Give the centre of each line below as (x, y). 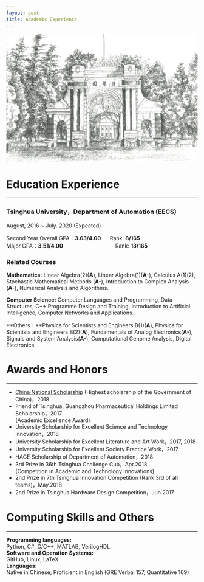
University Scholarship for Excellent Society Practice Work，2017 (97, 449)
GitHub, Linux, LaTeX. (33, 559)
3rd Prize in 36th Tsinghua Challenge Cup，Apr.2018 (81, 464)
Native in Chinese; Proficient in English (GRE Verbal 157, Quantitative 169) (98, 572)
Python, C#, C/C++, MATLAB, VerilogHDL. (59, 546)
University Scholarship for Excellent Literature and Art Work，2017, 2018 (105, 442)
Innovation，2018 (37, 434)
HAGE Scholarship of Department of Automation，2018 (84, 457)
